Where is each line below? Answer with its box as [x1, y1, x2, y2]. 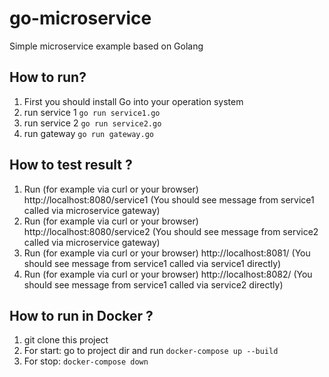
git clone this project [23, 334, 109, 346]
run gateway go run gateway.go [23, 127, 154, 139]
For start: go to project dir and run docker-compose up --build [23, 345, 279, 357]
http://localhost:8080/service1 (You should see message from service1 [23, 193, 315, 206]
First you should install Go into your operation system [23, 95, 244, 107]
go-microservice [9, 7, 152, 30]
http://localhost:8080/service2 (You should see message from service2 [23, 225, 319, 237]
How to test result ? [9, 157, 133, 174]
